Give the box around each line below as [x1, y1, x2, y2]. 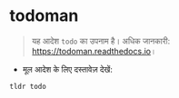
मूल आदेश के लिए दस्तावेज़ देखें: [22, 64, 114, 74]
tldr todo [9, 82, 47, 91]
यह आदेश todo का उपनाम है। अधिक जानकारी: [31, 35, 171, 46]
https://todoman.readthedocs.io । [31, 45, 157, 56]
